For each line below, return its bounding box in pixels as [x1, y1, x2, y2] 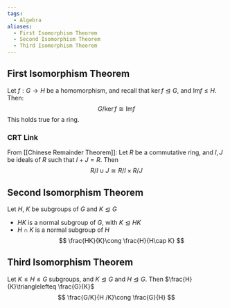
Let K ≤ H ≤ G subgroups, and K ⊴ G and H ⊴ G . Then [7, 275, 164, 283]
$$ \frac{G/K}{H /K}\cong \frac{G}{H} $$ [57, 293, 175, 301]
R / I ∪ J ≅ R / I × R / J [89, 167, 143, 175]
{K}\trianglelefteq [7, 282, 57, 291]
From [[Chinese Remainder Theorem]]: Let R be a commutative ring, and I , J [7, 148, 223, 156]
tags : [7, 10, 23, 17]
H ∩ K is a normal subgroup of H [17, 226, 109, 234]
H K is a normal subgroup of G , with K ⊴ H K [17, 218, 141, 226]
